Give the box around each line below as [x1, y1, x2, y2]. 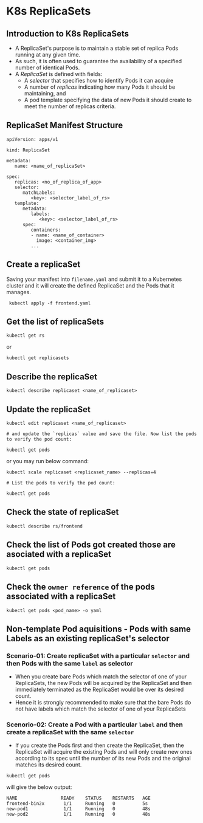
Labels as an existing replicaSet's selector [6, 633, 170, 644]
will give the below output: [6, 783, 72, 791]
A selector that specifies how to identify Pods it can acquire [24, 77, 174, 84]
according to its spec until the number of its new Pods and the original [15, 755, 191, 762]
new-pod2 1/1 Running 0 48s [6, 811, 151, 818]
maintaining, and [24, 90, 66, 97]
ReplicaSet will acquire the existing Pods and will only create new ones [15, 748, 193, 756]
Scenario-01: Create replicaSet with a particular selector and [6, 652, 190, 660]
